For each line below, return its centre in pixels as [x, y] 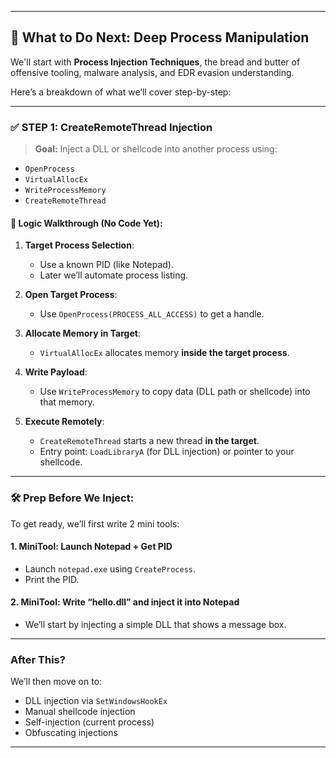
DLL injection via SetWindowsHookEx [96, 701]
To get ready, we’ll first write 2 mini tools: [95, 523]
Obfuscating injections [71, 733]
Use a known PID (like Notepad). [106, 265]
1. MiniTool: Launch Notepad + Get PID [91, 547]
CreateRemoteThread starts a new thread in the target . [149, 441]
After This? [38, 659]
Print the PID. [52, 579]
